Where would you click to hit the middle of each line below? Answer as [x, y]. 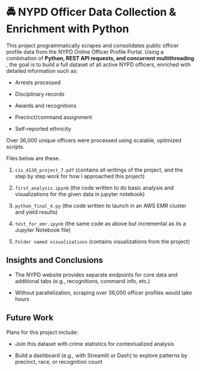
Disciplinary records [40, 94]
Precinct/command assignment [53, 117]
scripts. [16, 146]
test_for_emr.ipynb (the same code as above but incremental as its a [100, 223]
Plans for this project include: [42, 332]
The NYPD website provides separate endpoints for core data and [96, 275]
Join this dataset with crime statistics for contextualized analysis [95, 344]
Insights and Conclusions [55, 260]
